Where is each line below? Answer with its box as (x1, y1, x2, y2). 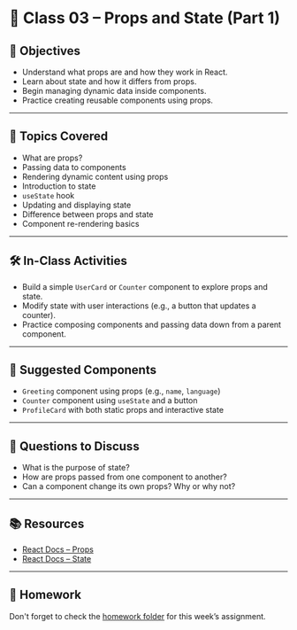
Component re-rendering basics (21, 218, 140, 229)
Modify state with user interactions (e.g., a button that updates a (21, 300, 256, 311)
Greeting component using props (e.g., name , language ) (21, 385, 221, 397)
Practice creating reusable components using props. (21, 95, 214, 105)
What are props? (21, 152, 83, 163)
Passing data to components (21, 161, 126, 172)
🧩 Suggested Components (9, 362, 157, 377)
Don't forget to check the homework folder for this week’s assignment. (9, 611, 267, 621)
